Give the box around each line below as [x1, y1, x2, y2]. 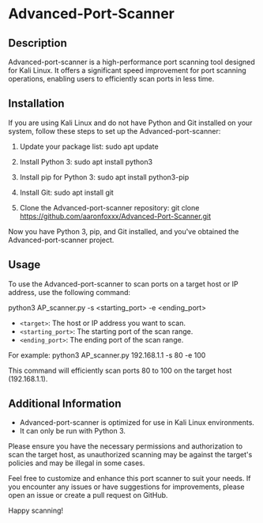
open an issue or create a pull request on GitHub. [8, 491, 168, 500]
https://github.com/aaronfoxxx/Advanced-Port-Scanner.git [19, 211, 212, 221]
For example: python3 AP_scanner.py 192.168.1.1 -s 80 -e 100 [8, 350, 206, 360]
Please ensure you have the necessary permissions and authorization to [8, 442, 243, 451]
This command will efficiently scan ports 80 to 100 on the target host [8, 366, 232, 375]
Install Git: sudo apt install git [19, 188, 115, 197]
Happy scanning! [8, 506, 64, 515]
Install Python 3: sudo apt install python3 [19, 157, 152, 166]
